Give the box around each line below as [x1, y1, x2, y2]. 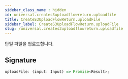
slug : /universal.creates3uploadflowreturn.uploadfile [5, 26, 123, 31]
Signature [5, 56, 37, 64]
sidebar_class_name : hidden [5, 7, 67, 13]
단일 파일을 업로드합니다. [5, 41, 54, 47]
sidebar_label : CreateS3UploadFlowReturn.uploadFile [5, 21, 119, 27]
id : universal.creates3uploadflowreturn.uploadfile [5, 12, 116, 17]
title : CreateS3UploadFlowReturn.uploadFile [5, 17, 101, 22]
